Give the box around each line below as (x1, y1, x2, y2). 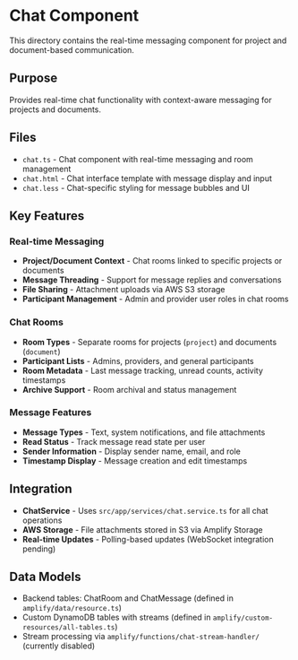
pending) (21, 543, 56, 554)
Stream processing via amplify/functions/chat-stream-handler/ (21, 631, 260, 642)
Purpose (9, 71, 58, 86)
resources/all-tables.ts (21, 623, 115, 632)
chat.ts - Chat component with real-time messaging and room (21, 153, 253, 164)
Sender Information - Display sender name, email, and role (21, 446, 242, 456)
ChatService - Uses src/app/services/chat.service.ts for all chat (21, 505, 268, 516)
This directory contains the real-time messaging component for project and (9, 35, 287, 46)
